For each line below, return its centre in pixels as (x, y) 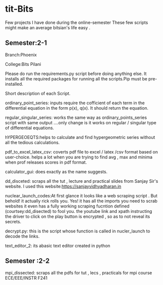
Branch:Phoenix (21, 55)
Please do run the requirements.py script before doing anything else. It (76, 74)
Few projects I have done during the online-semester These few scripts (77, 22)
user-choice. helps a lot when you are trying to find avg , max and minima (79, 157)
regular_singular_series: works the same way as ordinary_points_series (76, 117)
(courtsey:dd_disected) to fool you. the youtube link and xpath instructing (79, 211)
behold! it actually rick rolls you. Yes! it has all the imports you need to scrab (81, 201)
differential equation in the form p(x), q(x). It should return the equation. (77, 108)
